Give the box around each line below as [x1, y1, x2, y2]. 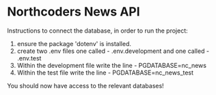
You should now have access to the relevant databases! [7, 81, 164, 90]
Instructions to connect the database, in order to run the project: [7, 26, 188, 35]
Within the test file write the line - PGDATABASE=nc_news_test [16, 69, 193, 77]
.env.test [16, 54, 42, 62]
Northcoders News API [7, 4, 140, 20]
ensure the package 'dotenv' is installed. [16, 39, 132, 47]
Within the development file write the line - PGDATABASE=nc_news [16, 61, 207, 69]
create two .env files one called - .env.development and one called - [16, 47, 210, 55]
